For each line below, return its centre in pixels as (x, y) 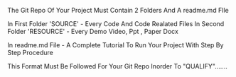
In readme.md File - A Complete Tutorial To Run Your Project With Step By (116, 45)
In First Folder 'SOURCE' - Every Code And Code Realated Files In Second (116, 24)
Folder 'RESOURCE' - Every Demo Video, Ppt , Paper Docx (93, 31)
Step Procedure (30, 53)
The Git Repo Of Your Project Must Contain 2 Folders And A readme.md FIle (118, 10)
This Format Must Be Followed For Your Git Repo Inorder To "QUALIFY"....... (117, 66)
